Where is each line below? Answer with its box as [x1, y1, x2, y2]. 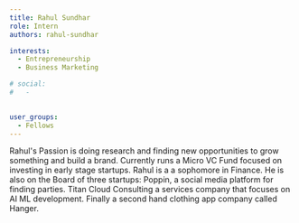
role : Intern [9, 22, 59, 31]
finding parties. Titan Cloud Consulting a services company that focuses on [9, 184, 291, 195]
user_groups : [9, 112, 59, 122]
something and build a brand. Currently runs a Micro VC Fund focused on [9, 155, 283, 166]
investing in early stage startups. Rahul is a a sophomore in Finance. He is [9, 164, 285, 176]
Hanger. [9, 203, 39, 214]
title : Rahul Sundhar [9, 13, 91, 23]
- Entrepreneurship [17, 55, 91, 64]
